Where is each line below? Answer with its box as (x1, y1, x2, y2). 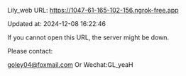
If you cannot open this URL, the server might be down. (7, 33, 169, 42)
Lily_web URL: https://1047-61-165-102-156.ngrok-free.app (7, 6, 179, 14)
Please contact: (7, 47, 53, 55)
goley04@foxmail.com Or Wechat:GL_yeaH (7, 61, 133, 69)
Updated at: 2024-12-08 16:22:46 (7, 20, 106, 27)
